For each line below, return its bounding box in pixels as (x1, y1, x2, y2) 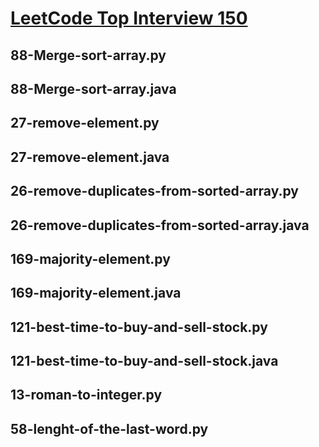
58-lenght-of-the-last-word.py (10, 420, 209, 437)
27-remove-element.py (10, 115, 160, 132)
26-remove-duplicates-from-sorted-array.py (10, 183, 299, 200)
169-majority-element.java (10, 285, 182, 302)
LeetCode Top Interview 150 (10, 7, 248, 30)
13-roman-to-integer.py (10, 387, 163, 404)
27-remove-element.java (10, 148, 170, 166)
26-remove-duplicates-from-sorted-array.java (10, 217, 310, 234)
